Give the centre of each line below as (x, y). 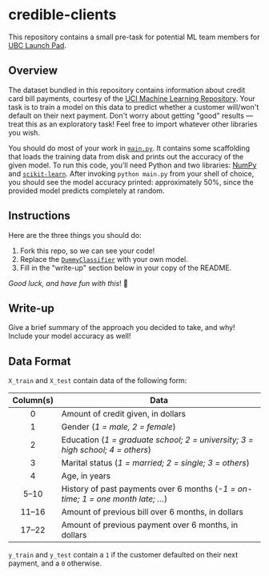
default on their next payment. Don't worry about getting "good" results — (131, 115)
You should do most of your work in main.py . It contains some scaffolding (129, 148)
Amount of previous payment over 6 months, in (150, 525)
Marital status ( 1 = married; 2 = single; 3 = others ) (155, 463)
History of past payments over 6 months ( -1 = (149, 489)
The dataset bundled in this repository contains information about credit (127, 90)
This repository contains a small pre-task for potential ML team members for (134, 37)
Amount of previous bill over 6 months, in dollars (153, 512)
